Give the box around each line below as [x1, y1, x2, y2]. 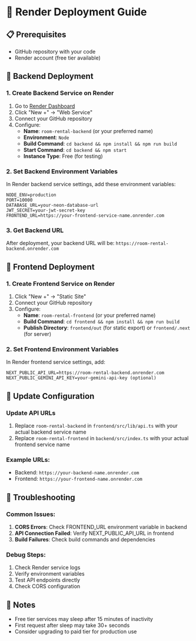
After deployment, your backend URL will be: [6, 240, 115, 247]
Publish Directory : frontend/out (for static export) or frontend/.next [23, 324, 190, 331]
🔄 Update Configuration [6, 391, 95, 401]
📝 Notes [6, 600, 36, 610]
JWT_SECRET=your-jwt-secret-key [6, 207, 85, 213]
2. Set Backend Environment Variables [6, 167, 118, 176]
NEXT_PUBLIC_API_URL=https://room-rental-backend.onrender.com [6, 370, 165, 376]
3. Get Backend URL [6, 226, 64, 234]
